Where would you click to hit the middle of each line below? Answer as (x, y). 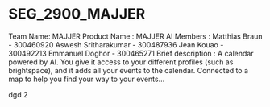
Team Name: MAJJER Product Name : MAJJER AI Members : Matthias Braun (135, 36)
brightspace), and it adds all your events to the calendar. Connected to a (128, 70)
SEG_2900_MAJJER (77, 14)
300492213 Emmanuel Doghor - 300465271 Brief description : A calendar (131, 53)
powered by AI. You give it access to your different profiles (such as (121, 62)
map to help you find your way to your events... (87, 79)
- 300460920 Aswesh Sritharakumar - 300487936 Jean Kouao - (116, 44)
